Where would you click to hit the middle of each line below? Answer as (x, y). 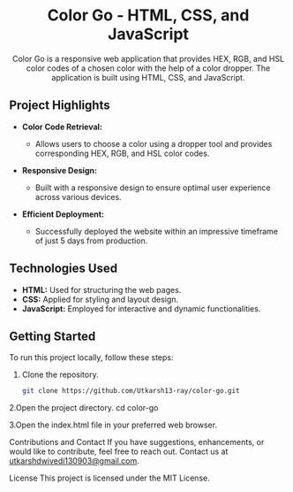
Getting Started (53, 336)
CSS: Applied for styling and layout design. (100, 299)
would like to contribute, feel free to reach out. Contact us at (119, 451)
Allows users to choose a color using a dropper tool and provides (154, 143)
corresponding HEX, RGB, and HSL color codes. (122, 153)
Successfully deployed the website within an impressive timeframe (157, 231)
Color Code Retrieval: (62, 127)
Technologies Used (63, 269)
